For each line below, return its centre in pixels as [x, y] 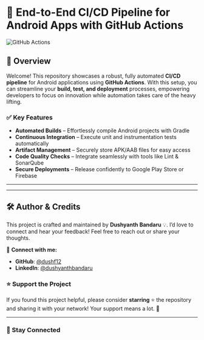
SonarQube [29, 163]
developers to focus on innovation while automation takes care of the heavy [101, 95]
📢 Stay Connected [33, 330]
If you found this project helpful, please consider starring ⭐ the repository [99, 300]
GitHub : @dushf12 [38, 261]
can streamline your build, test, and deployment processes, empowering [98, 89]
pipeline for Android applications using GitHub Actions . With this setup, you [102, 82]
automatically [32, 144]
